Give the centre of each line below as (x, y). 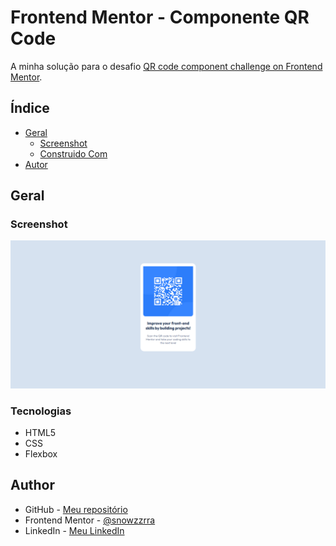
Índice (30, 108)
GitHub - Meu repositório (76, 509)
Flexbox (41, 453)
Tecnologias (41, 411)
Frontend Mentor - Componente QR (160, 17)
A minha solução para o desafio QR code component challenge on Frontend (166, 66)
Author (32, 485)
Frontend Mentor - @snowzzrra (90, 520)
